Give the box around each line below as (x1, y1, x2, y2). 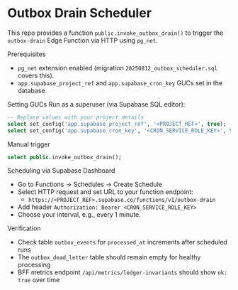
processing (17, 261, 51, 269)
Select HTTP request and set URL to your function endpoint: (17, 188, 193, 196)
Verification (7, 224, 41, 232)
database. (17, 86, 47, 95)
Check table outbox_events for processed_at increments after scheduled (17, 238, 228, 247)
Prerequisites (7, 50, 46, 58)
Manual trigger (7, 140, 51, 149)
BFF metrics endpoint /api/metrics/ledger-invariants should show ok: (17, 268, 228, 276)
